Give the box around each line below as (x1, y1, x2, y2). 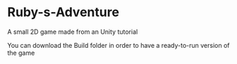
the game (7, 49, 35, 57)
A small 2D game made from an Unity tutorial (7, 27, 138, 36)
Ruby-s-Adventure (7, 4, 120, 20)
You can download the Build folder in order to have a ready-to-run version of (7, 41, 230, 49)
